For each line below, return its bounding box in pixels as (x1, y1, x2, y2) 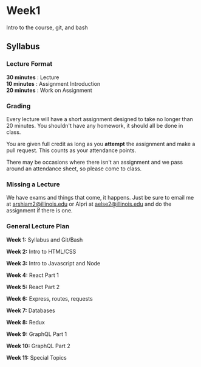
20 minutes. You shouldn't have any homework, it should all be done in (6, 122, 183, 129)
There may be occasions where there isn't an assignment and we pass (6, 158, 183, 166)
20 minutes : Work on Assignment (6, 86, 92, 94)
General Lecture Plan (6, 222, 70, 231)
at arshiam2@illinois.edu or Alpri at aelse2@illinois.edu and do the (6, 200, 172, 208)
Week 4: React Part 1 (6, 271, 60, 279)
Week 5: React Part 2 (6, 283, 60, 290)
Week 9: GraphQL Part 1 (6, 330, 67, 338)
